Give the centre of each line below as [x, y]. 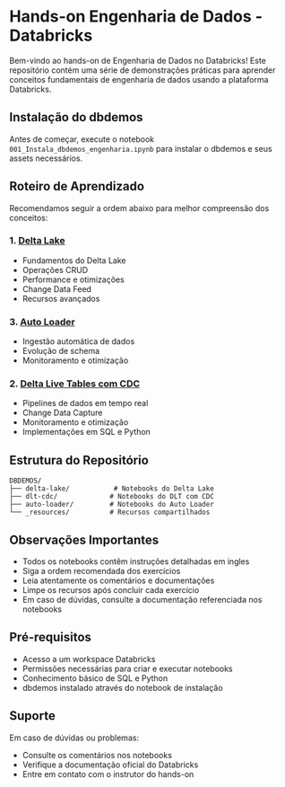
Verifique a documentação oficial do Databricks [110, 765]
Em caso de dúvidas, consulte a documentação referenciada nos [142, 600]
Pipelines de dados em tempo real [85, 403]
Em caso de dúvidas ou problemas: [74, 738]
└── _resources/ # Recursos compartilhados [110, 513]
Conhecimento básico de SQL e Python [95, 678]
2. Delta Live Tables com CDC [75, 384]
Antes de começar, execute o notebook [82, 139]
